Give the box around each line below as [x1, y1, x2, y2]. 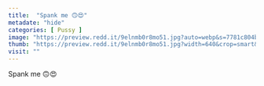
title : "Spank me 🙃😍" [8, 11, 88, 20]
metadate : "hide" [8, 19, 65, 27]
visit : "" [8, 48, 41, 56]
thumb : [8, 41, 30, 48]
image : [8, 33, 30, 41]
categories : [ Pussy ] [8, 26, 82, 34]
